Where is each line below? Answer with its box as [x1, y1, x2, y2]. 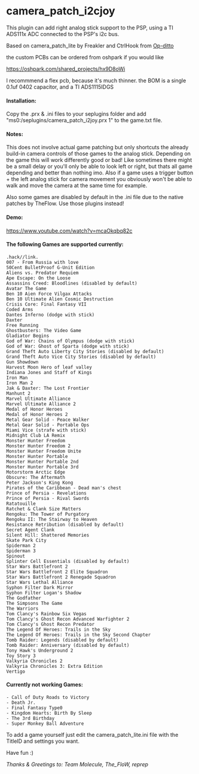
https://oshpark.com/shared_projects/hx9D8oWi [6, 65, 125, 73]
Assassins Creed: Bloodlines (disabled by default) [6, 280, 137, 286]
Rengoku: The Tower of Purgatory [6, 511, 90, 517]
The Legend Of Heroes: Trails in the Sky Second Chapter [6, 631, 151, 638]
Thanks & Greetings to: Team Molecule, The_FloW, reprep [6, 760, 148, 768]
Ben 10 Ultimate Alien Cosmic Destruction [6, 296, 114, 302]
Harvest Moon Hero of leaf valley [6, 364, 93, 370]
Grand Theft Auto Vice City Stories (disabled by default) [6, 354, 157, 360]
